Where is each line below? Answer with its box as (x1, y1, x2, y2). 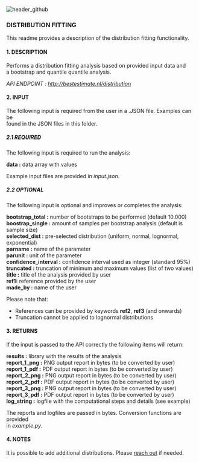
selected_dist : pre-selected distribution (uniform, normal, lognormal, (6, 233, 179, 240)
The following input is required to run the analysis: (6, 149, 131, 156)
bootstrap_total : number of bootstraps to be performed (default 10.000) (6, 213, 187, 220)
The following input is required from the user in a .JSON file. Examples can (6, 107, 192, 114)
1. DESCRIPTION (6, 48, 48, 56)
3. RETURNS (6, 327, 38, 335)
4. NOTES (6, 435, 31, 443)
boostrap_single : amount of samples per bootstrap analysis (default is (6, 219, 183, 226)
